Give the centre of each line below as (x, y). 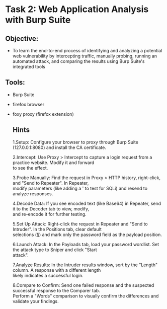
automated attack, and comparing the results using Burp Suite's (78, 61)
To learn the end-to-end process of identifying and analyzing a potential (87, 51)
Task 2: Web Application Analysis (77, 9)
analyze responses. (33, 194)
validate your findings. (35, 301)
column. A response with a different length (57, 270)
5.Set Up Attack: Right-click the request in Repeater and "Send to (80, 224)
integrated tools (29, 67)
